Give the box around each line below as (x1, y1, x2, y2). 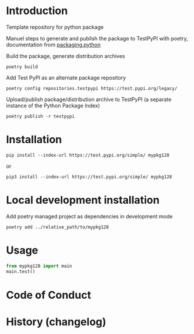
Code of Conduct (6, 288, 91, 302)
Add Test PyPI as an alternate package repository (6, 74, 126, 81)
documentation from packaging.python (6, 41, 101, 48)
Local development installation (6, 194, 160, 207)
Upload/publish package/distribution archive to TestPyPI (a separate (6, 96, 172, 103)
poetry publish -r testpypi (6, 113, 75, 119)
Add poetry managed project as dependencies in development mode (6, 212, 173, 220)
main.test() (6, 268, 35, 274)
